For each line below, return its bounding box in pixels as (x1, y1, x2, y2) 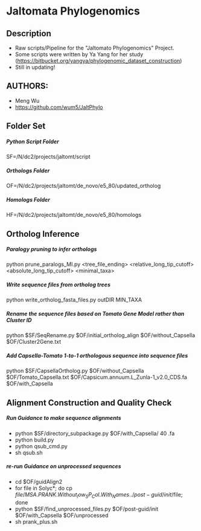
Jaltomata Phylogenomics (6, 4, 140, 18)
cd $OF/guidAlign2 (14, 478, 62, 485)
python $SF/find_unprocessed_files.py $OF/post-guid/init (14, 505, 159, 512)
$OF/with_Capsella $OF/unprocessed (14, 512, 109, 519)
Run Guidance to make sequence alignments (6, 414, 122, 422)
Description (6, 28, 51, 39)
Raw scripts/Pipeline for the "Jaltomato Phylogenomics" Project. (14, 44, 174, 51)
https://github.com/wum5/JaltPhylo (14, 103, 103, 111)
